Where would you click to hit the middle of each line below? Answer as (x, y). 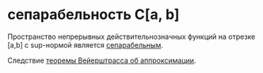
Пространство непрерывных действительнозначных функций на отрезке (131, 36)
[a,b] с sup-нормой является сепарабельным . (85, 44)
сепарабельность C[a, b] (93, 15)
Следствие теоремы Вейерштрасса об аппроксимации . (102, 60)
